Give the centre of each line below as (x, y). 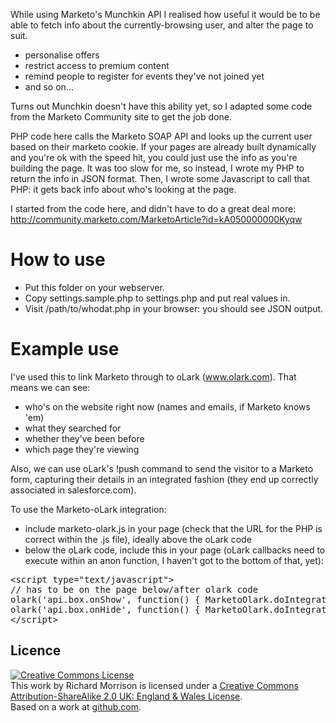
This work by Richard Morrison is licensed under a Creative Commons (154, 685)
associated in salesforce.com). (73, 490)
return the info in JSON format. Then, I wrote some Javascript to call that (160, 178)
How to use (58, 260)
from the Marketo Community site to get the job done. (121, 117)
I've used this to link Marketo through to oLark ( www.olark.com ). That (153, 376)
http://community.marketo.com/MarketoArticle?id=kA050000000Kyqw (156, 219)
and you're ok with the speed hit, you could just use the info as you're (154, 157)
